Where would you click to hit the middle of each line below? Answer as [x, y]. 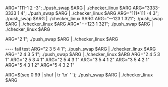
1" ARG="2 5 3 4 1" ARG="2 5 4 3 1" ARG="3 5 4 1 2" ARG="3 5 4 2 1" [77, 60]
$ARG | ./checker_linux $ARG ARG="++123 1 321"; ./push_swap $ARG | [79, 24]
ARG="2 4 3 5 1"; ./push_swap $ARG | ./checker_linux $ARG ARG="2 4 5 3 [83, 54]
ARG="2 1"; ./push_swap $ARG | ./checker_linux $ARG [62, 39]
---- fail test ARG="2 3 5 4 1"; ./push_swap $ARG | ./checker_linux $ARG [81, 49]
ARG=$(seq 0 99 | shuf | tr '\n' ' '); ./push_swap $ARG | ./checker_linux [79, 75]
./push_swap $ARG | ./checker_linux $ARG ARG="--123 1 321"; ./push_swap [84, 18]
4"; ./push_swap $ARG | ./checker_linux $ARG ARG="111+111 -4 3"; [90, 13]
